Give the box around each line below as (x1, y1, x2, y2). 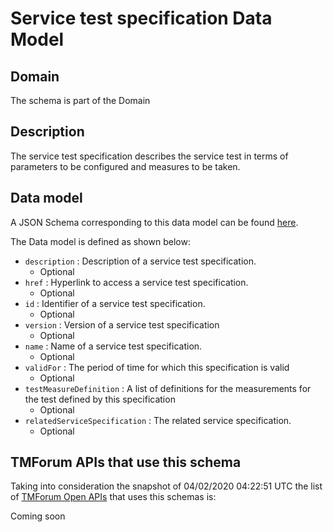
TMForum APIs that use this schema (10, 454, 242, 471)
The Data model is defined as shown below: (10, 235, 191, 247)
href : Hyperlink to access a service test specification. (24, 276, 249, 288)
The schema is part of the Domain (10, 95, 151, 106)
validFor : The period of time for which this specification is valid (24, 361, 290, 373)
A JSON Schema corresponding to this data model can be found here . (10, 216, 299, 228)
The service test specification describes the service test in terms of (10, 150, 289, 162)
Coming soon (10, 510, 66, 522)
